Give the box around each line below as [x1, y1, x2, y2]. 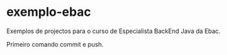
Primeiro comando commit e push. [6, 40, 104, 48]
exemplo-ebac [6, 4, 91, 20]
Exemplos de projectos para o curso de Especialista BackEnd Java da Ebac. [6, 27, 221, 35]
